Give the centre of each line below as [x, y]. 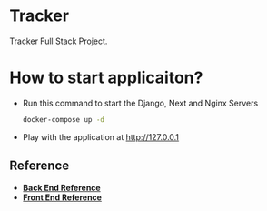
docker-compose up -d [63, 119]
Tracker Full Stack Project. [59, 41]
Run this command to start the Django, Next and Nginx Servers [140, 103]
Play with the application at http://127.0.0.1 [101, 136]
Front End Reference [62, 197]
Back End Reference [62, 187]
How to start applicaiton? [106, 78]
